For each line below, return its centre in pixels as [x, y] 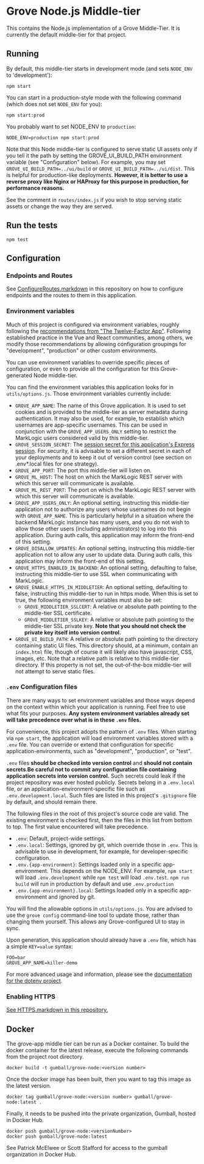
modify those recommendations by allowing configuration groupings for [97, 344]
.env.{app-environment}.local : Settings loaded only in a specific [97, 890]
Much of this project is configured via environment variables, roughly [93, 324]
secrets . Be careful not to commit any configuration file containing [91, 769]
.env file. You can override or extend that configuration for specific [90, 744]
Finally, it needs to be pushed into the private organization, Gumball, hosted [101, 1113]
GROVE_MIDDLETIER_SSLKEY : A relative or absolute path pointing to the [109, 619]
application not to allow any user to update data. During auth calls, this [104, 554]
